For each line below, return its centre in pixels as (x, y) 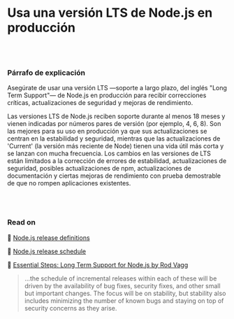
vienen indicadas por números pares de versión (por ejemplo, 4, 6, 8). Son (114, 124)
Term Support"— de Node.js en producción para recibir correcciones (107, 95)
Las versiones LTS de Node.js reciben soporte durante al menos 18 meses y (116, 116)
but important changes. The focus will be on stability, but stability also (125, 293)
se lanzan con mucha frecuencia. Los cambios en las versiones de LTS (109, 154)
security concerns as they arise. (71, 308)
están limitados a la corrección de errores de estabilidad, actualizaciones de (117, 161)
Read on (22, 222)
